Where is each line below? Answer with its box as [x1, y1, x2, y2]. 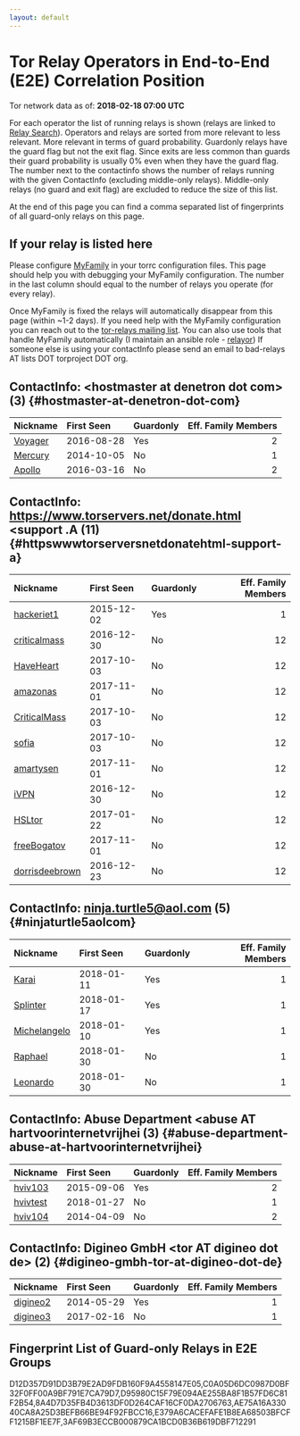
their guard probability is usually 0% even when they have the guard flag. [9, 155, 279, 166]
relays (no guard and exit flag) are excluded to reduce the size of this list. [9, 184, 279, 195]
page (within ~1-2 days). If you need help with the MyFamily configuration [9, 315, 281, 326]
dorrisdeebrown [13, 865, 82, 877]
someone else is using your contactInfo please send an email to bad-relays [9, 344, 286, 355]
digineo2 [13, 1296, 52, 1308]
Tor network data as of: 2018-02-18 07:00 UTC [9, 100, 185, 111]
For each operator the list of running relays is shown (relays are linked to [9, 117, 276, 128]
